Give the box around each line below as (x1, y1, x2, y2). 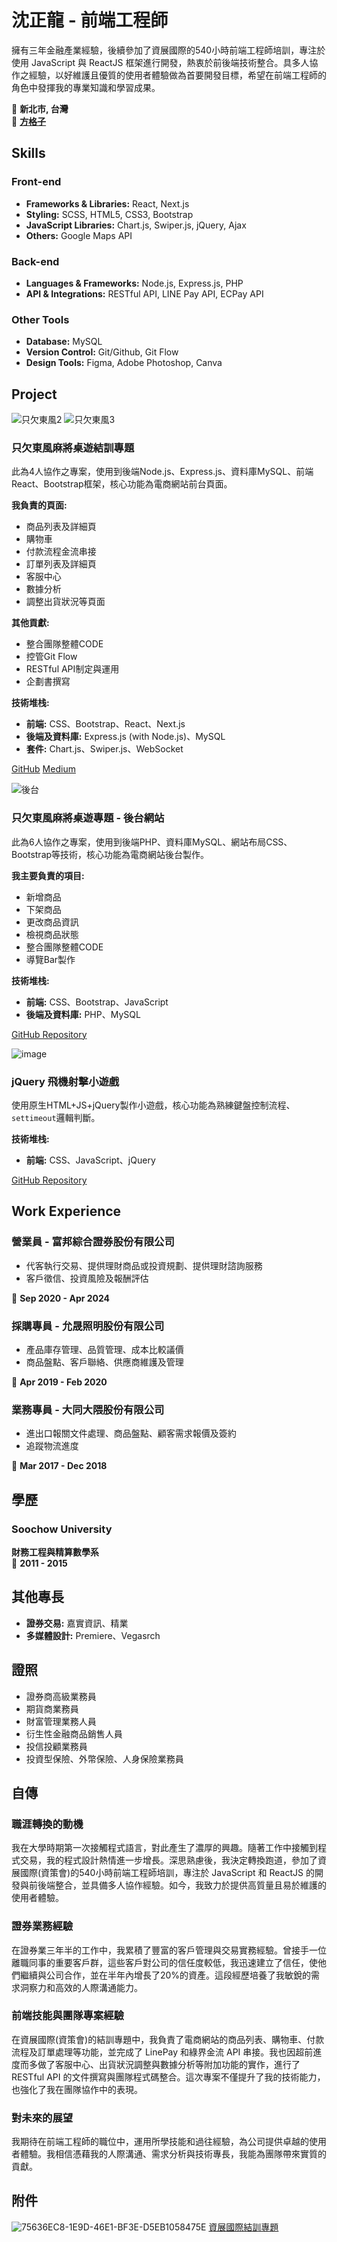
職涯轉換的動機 (11, 1817, 84, 1831)
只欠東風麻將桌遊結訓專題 (11, 441, 135, 455)
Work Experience (11, 1203, 122, 1220)
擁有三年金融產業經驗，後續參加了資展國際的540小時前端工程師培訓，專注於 (11, 44, 326, 56)
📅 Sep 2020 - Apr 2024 (11, 1292, 111, 1304)
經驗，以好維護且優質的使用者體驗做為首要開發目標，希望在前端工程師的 (28, 69, 327, 81)
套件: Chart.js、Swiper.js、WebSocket (25, 743, 184, 755)
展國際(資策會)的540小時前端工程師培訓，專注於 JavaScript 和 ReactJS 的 (11, 1867, 315, 1879)
